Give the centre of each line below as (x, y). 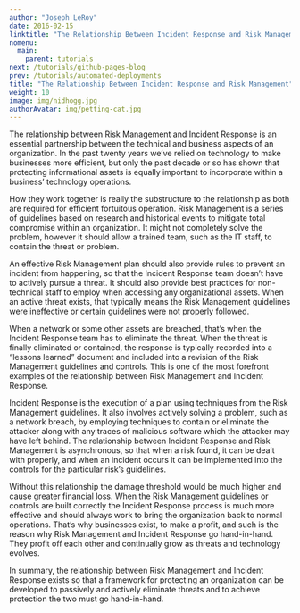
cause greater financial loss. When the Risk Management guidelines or (139, 496)
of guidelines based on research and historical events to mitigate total (137, 218)
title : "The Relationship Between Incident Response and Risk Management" (151, 84)
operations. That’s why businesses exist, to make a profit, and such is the (144, 525)
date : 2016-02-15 (42, 26)
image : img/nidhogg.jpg (54, 101)
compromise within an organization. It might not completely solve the (136, 228)
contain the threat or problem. (64, 247)
